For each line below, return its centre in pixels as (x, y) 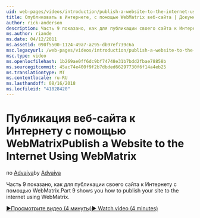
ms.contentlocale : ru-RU (37, 78)
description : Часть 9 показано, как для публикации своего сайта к (92, 28)
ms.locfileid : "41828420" (38, 89)
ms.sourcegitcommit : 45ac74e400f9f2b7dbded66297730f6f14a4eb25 (86, 67)
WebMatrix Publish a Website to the (95, 144)
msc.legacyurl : (25, 50)
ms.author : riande (29, 34)
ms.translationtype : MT (36, 72)
